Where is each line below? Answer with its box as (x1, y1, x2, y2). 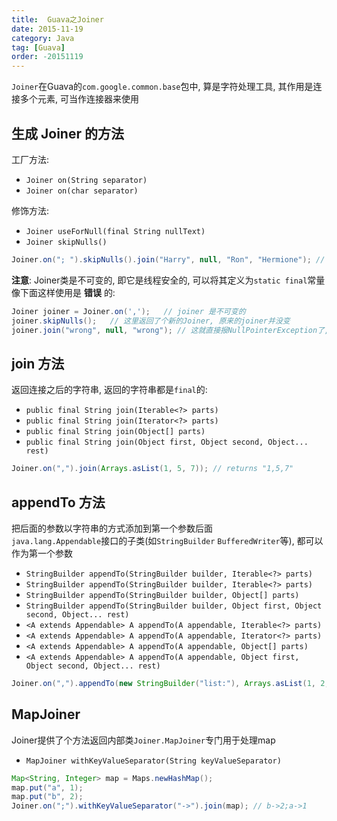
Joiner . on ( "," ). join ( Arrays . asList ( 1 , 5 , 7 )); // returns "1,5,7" (11, 464, 294, 474)
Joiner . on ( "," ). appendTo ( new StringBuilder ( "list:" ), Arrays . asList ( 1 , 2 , (11, 678, 330, 688)
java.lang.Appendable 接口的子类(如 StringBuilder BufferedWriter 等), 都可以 (11, 534, 324, 546)
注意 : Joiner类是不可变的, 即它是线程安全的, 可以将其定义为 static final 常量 (11, 274, 326, 286)
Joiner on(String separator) (25, 175, 148, 185)
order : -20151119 (11, 52, 84, 62)
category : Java (11, 33, 75, 43)
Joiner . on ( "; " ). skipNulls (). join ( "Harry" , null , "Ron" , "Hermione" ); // (11, 254, 326, 265)
